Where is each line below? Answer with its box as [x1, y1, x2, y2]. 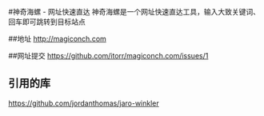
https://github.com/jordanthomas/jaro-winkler [8, 98, 160, 108]
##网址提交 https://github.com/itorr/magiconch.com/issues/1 [8, 51, 209, 60]
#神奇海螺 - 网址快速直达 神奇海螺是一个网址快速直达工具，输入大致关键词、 [8, 7, 261, 16]
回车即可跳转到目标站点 [8, 17, 86, 26]
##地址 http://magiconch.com [8, 34, 106, 43]
